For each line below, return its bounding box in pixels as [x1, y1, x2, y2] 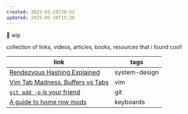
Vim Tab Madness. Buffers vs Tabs [9, 77, 109, 86]
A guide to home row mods [9, 98, 87, 106]
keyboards [114, 98, 145, 106]
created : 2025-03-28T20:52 [6, 9, 75, 15]
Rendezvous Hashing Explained [9, 68, 100, 76]
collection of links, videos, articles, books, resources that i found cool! [6, 43, 183, 51]
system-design [114, 68, 159, 76]
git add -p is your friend [9, 88, 81, 96]
